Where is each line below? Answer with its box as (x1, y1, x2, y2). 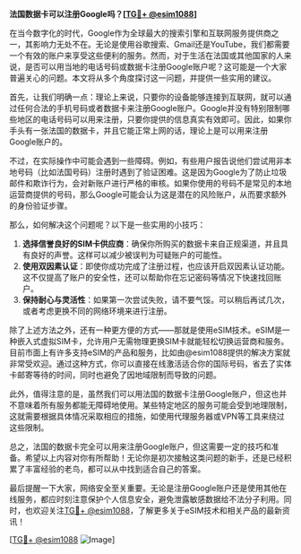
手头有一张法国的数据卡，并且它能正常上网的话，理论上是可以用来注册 (9, 126, 269, 135)
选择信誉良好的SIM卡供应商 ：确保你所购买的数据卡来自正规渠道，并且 (21, 238, 280, 249)
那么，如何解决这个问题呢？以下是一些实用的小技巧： (9, 220, 206, 229)
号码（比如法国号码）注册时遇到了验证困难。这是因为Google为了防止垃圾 (16, 167, 288, 177)
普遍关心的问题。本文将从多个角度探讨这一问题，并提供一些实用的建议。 (9, 73, 276, 83)
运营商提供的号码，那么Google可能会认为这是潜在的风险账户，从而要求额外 (9, 189, 288, 200)
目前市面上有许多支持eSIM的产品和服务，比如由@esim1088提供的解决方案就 (9, 347, 291, 358)
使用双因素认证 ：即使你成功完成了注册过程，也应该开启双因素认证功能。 (21, 261, 289, 272)
